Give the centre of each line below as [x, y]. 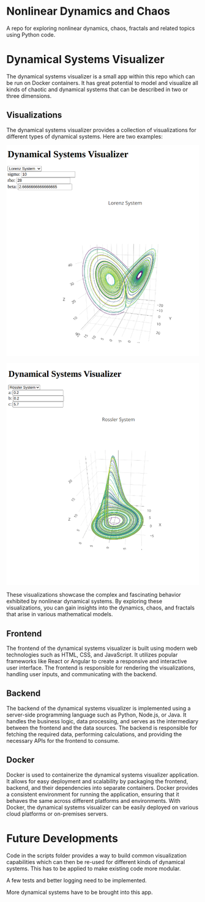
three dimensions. [29, 95]
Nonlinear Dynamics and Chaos [88, 11]
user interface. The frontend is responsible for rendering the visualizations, [101, 668]
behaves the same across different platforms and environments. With [93, 800]
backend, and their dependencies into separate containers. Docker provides [102, 788]
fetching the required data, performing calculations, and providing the [94, 734]
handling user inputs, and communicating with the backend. [82, 674]
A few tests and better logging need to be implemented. [76, 880]
